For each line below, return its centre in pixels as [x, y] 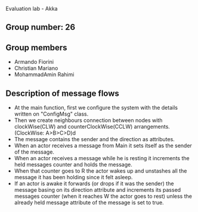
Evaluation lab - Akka [32, 9]
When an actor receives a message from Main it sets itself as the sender [103, 146]
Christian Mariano [36, 68]
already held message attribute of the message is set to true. [89, 202]
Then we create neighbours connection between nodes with [88, 120]
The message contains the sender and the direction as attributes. [95, 139]
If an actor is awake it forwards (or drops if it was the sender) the [94, 183]
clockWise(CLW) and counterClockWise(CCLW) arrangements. [92, 127]
